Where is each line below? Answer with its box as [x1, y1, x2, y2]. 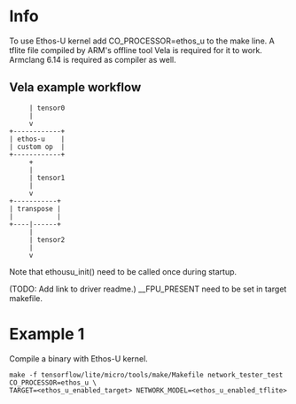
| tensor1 [28, 173, 66, 183]
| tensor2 [28, 235, 66, 245]
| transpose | [9, 204, 62, 214]
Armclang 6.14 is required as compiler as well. [9, 54, 176, 65]
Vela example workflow [9, 80, 142, 95]
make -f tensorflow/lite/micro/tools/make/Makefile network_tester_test [9, 370, 284, 379]
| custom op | [9, 142, 66, 151]
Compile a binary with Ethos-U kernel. [9, 353, 148, 364]
